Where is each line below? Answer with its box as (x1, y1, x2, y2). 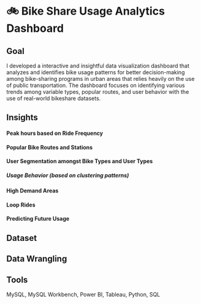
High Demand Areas (6, 187, 59, 194)
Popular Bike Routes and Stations (6, 143, 93, 151)
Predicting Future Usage (6, 215, 70, 222)
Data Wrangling (6, 254, 67, 264)
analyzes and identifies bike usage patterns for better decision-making (6, 69, 185, 76)
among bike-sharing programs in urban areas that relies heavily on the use (6, 75, 195, 82)
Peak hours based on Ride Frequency (6, 129, 104, 137)
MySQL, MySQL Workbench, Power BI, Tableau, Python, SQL (6, 291, 161, 298)
